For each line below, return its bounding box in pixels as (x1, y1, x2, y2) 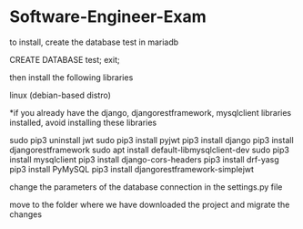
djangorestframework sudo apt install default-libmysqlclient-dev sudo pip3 (9, 144, 289, 155)
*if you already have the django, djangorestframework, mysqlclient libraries (9, 107, 292, 118)
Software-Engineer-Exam (9, 6, 207, 27)
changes (9, 208, 43, 220)
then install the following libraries (9, 71, 134, 83)
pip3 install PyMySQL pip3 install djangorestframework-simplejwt (9, 163, 255, 174)
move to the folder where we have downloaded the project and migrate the (9, 199, 290, 210)
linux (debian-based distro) (9, 89, 112, 100)
